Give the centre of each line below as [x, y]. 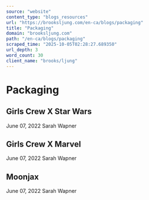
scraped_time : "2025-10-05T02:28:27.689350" [62, 45]
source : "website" [29, 11]
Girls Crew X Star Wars [49, 111]
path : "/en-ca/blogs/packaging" [46, 39]
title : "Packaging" [30, 28]
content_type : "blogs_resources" [47, 17]
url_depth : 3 [22, 50]
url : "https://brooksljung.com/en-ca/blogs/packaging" [75, 22]
